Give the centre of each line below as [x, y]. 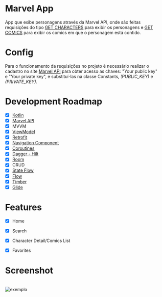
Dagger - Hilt [25, 154]
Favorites [22, 250]
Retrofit [20, 137]
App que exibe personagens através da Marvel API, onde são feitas [73, 22]
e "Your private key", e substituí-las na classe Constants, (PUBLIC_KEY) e [79, 76]
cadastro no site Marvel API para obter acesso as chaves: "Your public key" [81, 71]
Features [23, 207]
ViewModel [23, 132]
